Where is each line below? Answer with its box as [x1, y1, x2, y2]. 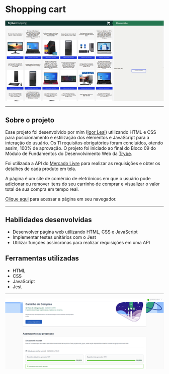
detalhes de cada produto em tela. [5, 166, 76, 172]
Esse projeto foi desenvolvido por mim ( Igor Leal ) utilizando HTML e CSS [5, 129, 156, 135]
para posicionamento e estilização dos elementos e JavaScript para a [5, 135, 149, 141]
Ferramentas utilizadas [5, 254, 79, 263]
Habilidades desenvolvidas [5, 216, 92, 224]
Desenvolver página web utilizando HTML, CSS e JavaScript [12, 229, 138, 235]
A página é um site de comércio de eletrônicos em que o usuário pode [5, 176, 151, 182]
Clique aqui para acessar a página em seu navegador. [5, 196, 117, 202]
